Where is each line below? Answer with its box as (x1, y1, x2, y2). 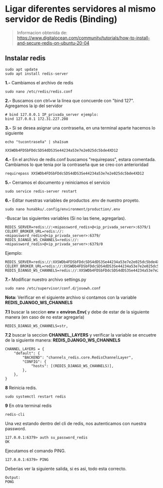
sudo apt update (5, 67, 38, 72)
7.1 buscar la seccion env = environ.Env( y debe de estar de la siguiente (5, 309, 149, 315)
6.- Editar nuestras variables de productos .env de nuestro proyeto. (5, 197, 140, 203)
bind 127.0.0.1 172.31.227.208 (5, 116, 68, 121)
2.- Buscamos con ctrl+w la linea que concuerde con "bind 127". (5, 98, 134, 103)
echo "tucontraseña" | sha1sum (5, 139, 68, 144)
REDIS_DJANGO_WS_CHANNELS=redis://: (5, 237, 79, 242)
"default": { (14, 351, 40, 356)
